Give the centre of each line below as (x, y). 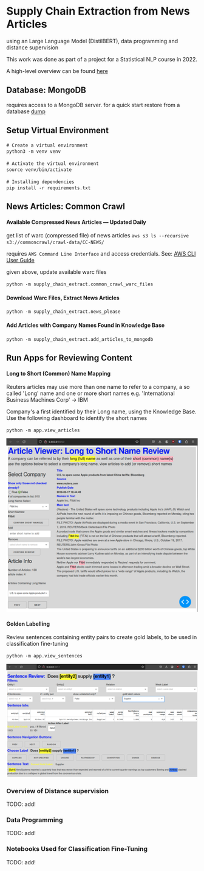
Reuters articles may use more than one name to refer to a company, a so (98, 387)
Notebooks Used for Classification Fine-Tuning (77, 849)
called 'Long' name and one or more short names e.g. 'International (90, 393)
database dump (26, 111)
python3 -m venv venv (34, 151)
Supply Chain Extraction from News (98, 11)
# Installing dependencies (40, 182)
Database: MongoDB (46, 90)
